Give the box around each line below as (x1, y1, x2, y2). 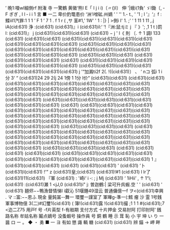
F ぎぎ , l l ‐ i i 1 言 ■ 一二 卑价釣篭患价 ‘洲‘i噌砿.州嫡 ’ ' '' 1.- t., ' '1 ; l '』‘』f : (5, 11, 162, 17)
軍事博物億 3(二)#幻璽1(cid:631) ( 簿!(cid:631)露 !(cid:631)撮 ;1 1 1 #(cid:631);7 (5, 200, 165, 206)
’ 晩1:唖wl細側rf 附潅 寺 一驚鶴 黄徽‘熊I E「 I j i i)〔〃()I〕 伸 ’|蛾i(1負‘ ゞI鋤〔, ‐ (5, 5, 165, 11)
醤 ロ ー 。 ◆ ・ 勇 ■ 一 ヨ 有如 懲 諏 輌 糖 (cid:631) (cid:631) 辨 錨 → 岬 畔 (5, 219, 161, 225)
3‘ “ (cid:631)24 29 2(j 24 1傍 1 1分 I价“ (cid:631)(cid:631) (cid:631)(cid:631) (11, 75, 165, 81)
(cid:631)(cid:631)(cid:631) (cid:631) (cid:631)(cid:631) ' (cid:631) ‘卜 (5, 162, 146, 168)
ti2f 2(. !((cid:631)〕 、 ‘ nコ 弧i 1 (93, 69, 160, 75)
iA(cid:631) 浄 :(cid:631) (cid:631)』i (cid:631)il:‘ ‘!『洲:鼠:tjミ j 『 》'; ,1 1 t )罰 (5, 24, 162, 30)
